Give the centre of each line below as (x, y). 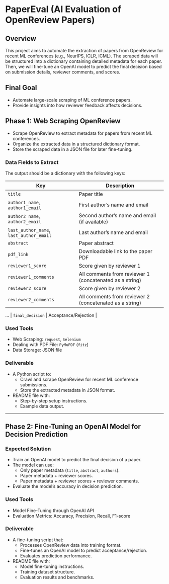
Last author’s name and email (113, 232)
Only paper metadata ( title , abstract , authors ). (70, 470)
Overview (21, 38)
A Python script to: (32, 374)
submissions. (34, 385)
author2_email (25, 222)
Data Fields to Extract (32, 162)
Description (120, 186)
